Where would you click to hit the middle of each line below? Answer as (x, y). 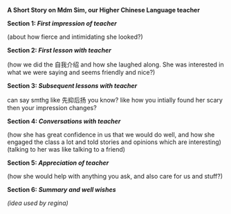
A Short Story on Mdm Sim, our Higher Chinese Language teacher (104, 10)
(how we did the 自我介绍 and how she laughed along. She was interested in (115, 64)
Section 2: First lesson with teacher (59, 50)
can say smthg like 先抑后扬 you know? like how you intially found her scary (115, 100)
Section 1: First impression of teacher (62, 23)
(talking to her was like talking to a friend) (66, 149)
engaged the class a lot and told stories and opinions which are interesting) (114, 142)
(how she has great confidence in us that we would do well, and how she (111, 135)
